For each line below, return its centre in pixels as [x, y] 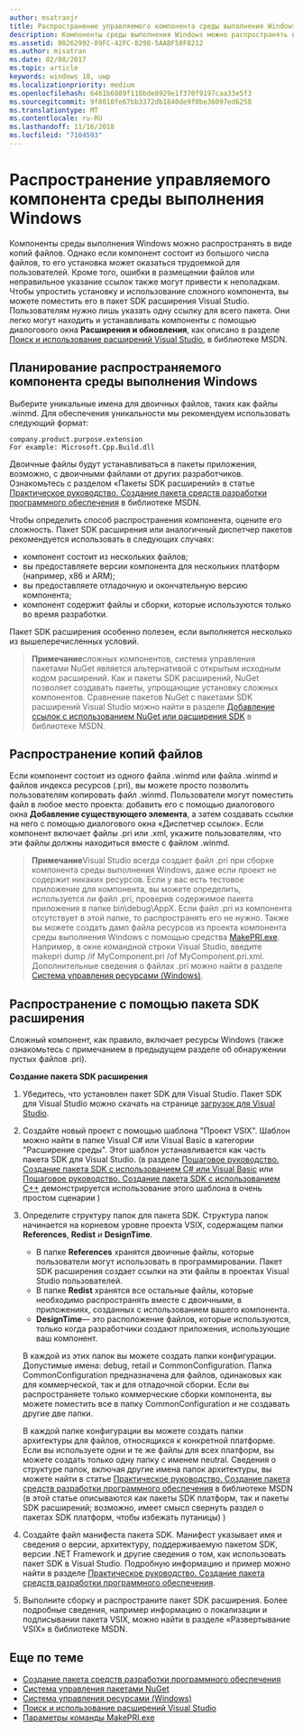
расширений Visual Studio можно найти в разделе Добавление [153, 706]
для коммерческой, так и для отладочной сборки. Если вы [136, 1385]
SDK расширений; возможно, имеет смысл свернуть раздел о [143, 1508]
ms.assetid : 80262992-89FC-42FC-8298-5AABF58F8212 [106, 43]
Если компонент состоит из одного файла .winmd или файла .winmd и [143, 776]
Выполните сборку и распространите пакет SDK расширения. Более [155, 1600]
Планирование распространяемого [116, 368]
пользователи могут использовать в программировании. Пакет [159, 1262]
